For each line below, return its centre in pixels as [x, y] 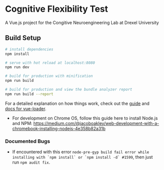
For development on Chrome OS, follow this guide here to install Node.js [85, 118]
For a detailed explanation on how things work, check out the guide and [77, 103]
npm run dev [17, 67]
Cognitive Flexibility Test [57, 9]
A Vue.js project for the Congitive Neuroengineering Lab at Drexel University [82, 23]
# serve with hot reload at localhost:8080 [50, 63]
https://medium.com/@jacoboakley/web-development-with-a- [96, 123]
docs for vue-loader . [26, 108]
